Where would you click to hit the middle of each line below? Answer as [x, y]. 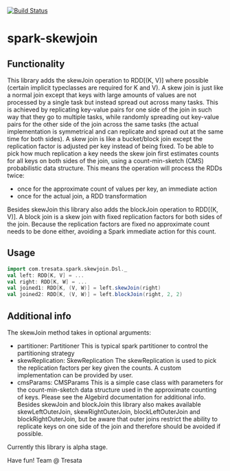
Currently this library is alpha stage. [57, 447]
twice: [16, 175]
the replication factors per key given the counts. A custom [99, 368]
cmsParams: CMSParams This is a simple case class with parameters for [120, 383]
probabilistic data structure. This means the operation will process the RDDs [115, 168]
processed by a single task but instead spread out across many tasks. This [113, 102]
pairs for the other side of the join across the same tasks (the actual [103, 124]
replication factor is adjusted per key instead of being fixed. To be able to [111, 146]
